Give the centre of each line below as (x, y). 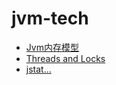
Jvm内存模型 (52, 47)
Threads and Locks (65, 58)
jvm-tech (50, 18)
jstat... (38, 69)
